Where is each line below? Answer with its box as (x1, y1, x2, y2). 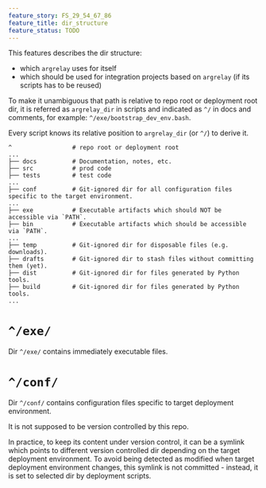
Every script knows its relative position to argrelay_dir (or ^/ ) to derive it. (8, 128, 249, 138)
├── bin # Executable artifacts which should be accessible (8, 221, 247, 228)
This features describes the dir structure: (8, 49, 143, 58)
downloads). (8, 248, 48, 256)
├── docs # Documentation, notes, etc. (8, 158, 172, 166)
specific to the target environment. (8, 193, 133, 201)
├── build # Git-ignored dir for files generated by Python (8, 283, 240, 291)
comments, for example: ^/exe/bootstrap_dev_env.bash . (8, 113, 191, 123)
